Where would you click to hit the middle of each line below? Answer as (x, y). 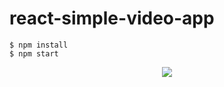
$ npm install (39, 45)
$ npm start (34, 53)
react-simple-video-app (112, 18)
